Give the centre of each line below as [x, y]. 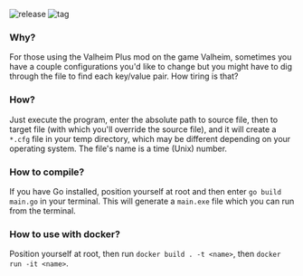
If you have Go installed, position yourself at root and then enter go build [146, 191]
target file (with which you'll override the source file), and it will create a [143, 129]
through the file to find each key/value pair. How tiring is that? [124, 76]
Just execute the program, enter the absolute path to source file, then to [144, 119]
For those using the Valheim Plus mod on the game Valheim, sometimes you [151, 57]
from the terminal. [43, 210]
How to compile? [47, 172]
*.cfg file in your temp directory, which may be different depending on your [150, 138]
